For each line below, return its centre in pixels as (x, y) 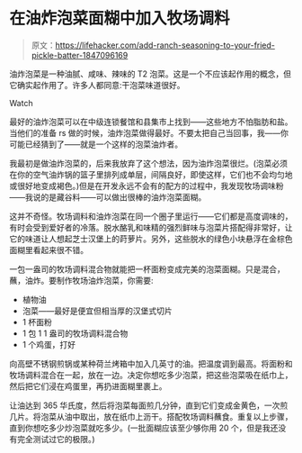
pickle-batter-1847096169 (80, 55)
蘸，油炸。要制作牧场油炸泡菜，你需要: (82, 280)
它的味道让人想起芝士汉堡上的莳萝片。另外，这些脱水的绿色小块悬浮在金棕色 (151, 239)
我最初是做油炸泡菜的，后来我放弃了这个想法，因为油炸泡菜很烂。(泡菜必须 (149, 163)
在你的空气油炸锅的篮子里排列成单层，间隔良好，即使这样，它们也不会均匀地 (151, 174)
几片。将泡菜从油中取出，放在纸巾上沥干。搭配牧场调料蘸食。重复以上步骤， (151, 416)
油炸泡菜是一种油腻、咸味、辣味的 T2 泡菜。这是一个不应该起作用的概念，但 (151, 74)
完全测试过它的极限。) (56, 439)
